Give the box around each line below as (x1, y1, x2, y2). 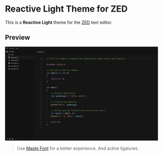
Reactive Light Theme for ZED (5, 3, 128, 15)
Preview (5, 33, 31, 42)
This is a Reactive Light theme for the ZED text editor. (5, 19, 113, 25)
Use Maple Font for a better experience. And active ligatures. (16, 145, 139, 151)
